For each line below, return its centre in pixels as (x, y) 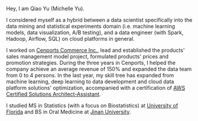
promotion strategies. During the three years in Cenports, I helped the (91, 63)
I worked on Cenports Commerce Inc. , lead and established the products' (95, 50)
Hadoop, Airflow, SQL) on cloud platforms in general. (70, 39)
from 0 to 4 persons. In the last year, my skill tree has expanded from (90, 75)
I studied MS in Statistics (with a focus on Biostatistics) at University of (92, 105)
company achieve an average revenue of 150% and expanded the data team (99, 69)
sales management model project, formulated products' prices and (87, 56)
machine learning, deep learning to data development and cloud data (90, 81)
